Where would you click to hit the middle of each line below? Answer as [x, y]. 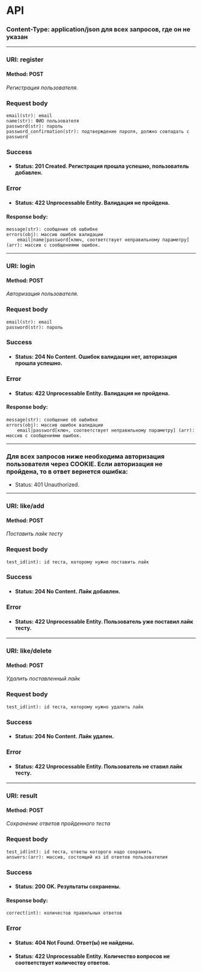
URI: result [22, 796]
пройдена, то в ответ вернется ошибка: [67, 472]
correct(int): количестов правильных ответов [64, 913]
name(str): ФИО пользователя [43, 121]
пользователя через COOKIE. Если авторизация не [84, 464]
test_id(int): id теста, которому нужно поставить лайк [78, 562]
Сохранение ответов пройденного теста [58, 823]
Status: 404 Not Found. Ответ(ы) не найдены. [75, 942]
